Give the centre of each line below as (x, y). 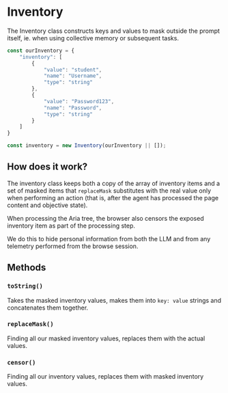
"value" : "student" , (73, 70)
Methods (27, 268)
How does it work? (47, 167)
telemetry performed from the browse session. (73, 246)
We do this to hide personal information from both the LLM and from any (109, 239)
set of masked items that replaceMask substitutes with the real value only (109, 190)
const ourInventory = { (41, 51)
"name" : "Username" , (73, 76)
